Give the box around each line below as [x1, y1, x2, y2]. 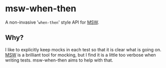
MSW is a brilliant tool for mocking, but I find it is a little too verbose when [5, 52, 156, 58]
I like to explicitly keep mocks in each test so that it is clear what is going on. [5, 46, 162, 52]
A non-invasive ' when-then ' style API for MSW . [5, 19, 99, 25]
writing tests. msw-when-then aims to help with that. [5, 57, 113, 63]
